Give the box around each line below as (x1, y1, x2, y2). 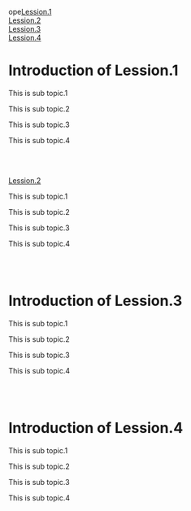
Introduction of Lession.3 (8, 292, 183, 310)
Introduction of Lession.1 (8, 61, 179, 80)
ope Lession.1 (8, 7, 52, 16)
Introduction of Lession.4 (8, 419, 184, 438)
